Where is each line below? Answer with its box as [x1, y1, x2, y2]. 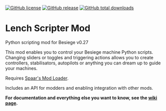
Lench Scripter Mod [5, 23, 90, 34]
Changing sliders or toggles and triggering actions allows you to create [5, 54, 154, 60]
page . [5, 100, 18, 106]
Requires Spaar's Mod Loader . [5, 75, 69, 81]
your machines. [5, 65, 38, 71]
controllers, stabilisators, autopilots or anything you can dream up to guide [5, 60, 161, 66]
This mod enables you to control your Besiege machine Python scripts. [5, 49, 153, 55]
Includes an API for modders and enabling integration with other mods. [5, 85, 153, 91]
